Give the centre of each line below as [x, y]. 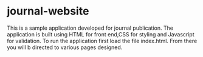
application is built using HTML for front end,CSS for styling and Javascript [101, 34]
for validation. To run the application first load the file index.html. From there [102, 41]
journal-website [48, 11]
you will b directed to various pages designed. [65, 47]
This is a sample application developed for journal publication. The [90, 28]
